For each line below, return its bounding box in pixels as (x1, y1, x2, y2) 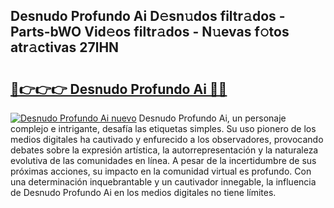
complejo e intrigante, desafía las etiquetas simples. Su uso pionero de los (10, 123, 317, 134)
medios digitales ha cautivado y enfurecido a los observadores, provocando (10, 134, 324, 145)
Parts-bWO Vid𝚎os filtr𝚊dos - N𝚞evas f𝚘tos (10, 24, 290, 41)
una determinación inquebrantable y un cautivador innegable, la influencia (10, 176, 317, 188)
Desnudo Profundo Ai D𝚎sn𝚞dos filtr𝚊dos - (10, 8, 286, 25)
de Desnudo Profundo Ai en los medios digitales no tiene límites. (10, 187, 277, 198)
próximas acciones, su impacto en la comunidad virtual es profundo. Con (10, 165, 312, 177)
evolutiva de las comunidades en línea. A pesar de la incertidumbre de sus (10, 155, 317, 166)
